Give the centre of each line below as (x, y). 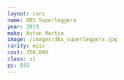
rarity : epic (26, 46)
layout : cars (26, 14)
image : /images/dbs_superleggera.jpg (62, 40)
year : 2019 (23, 26)
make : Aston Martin (36, 33)
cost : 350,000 (28, 53)
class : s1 (22, 59)
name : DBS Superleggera (42, 20)
